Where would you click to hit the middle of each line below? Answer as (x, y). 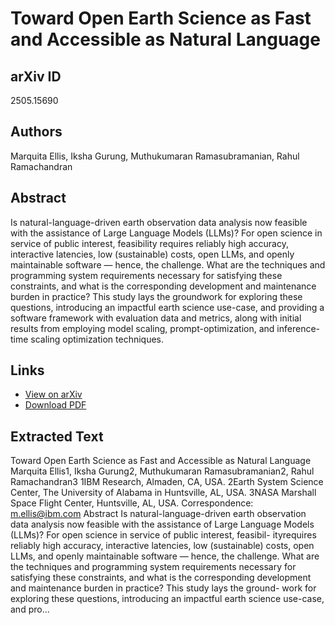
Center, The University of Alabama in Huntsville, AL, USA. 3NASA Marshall (163, 493)
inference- (298, 328)
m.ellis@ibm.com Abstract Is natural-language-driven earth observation (158, 514)
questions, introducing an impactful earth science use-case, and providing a (167, 307)
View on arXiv (53, 394)
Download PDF (55, 405)
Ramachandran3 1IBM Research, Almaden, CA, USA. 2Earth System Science (167, 482)
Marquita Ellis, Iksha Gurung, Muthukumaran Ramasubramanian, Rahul (155, 156)
